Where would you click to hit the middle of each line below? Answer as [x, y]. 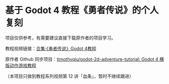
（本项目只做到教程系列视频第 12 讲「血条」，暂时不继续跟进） [70, 76]
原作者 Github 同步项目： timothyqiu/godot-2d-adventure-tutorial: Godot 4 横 [84, 59]
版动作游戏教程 [21, 65]
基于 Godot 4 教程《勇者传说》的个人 [82, 10]
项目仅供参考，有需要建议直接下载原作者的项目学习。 [61, 38]
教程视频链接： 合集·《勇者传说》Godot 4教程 [51, 48]
